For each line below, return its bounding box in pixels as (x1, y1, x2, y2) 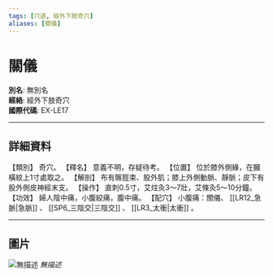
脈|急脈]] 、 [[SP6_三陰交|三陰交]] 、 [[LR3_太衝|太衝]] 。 (8, 203, 199, 213)
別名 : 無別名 (8, 85, 49, 95)
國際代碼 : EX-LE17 (8, 106, 69, 115)
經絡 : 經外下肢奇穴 (8, 95, 70, 106)
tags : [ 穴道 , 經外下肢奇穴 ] (8, 11, 93, 20)
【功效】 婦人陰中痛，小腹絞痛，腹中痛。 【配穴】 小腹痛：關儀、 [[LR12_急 (8, 193, 262, 203)
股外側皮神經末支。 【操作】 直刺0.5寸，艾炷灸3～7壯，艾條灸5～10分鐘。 (8, 183, 257, 193)
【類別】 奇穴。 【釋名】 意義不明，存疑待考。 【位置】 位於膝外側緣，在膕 (8, 162, 261, 172)
